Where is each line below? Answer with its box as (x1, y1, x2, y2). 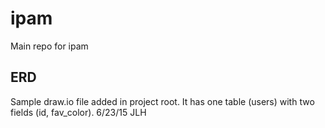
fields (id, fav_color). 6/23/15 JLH (10, 106, 147, 118)
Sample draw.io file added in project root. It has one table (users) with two (10, 95, 315, 107)
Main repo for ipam (10, 40, 89, 52)
